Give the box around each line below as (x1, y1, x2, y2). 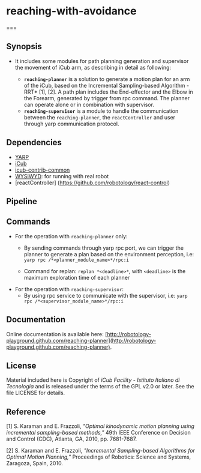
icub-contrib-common (14, 166, 70, 173)
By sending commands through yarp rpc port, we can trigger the (23, 244, 184, 252)
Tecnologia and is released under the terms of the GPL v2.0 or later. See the (6, 383, 194, 390)
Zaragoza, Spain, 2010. (6, 460, 63, 467)
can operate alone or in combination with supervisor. (23, 101, 155, 108)
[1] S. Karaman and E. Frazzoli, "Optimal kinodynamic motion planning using (6, 423, 195, 430)
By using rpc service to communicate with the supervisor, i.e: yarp (23, 292, 188, 299)
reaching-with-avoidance (6, 4, 137, 18)
